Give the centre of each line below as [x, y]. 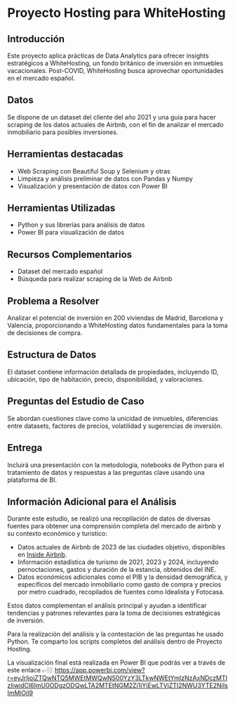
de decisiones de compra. [45, 333]
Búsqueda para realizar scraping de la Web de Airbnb [95, 279]
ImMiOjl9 [20, 693]
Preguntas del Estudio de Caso [76, 402]
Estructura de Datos [52, 355]
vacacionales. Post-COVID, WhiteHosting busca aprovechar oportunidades [116, 71]
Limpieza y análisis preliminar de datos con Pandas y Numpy [105, 178]
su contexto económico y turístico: [57, 534]
